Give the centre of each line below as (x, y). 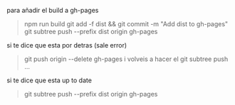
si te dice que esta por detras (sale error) (67, 45)
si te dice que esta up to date (49, 80)
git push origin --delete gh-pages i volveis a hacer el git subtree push (126, 59)
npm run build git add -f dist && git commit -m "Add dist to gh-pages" (126, 24)
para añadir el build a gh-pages (53, 10)
